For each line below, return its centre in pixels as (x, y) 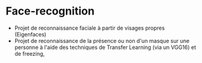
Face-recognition (50, 11)
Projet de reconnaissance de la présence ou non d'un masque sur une (102, 41)
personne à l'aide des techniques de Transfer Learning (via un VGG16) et (105, 47)
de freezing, (29, 53)
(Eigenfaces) (30, 34)
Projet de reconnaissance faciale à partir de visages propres (90, 28)
